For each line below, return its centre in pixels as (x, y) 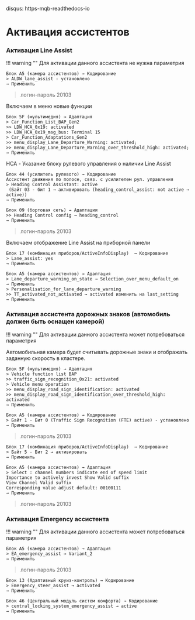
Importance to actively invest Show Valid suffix (68, 477)
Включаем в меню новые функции (49, 106)
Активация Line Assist (39, 50)
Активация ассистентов (68, 32)
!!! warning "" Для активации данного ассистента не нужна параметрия (95, 63)
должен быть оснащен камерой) (55, 321)
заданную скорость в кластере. (46, 358)
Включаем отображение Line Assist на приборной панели (78, 243)
